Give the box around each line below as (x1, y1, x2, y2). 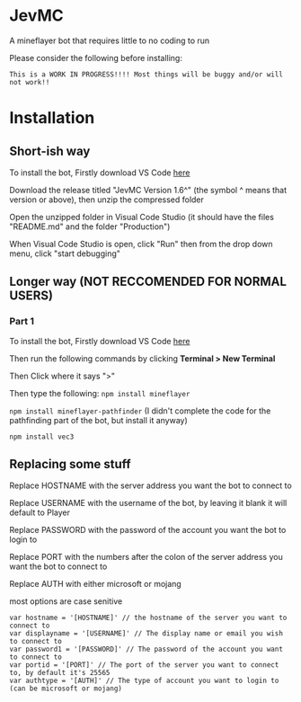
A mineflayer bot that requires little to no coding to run (9, 35, 210, 46)
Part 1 (9, 315, 34, 328)
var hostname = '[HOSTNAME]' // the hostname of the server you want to (9, 613, 288, 623)
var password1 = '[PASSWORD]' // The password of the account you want (9, 644, 283, 654)
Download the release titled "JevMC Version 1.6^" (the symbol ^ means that (9, 184, 288, 195)
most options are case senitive (9, 596, 123, 607)
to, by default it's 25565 (9, 669, 111, 678)
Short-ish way (9, 143, 91, 158)
